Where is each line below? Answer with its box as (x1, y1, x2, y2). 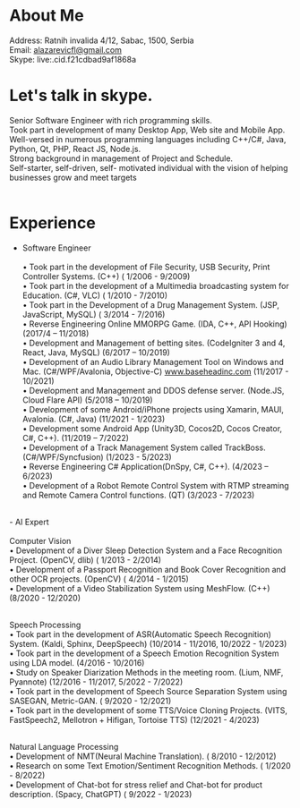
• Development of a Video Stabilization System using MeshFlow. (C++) (9, 583, 270, 593)
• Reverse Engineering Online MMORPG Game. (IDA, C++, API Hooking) (21, 319, 288, 329)
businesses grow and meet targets (9, 172, 137, 183)
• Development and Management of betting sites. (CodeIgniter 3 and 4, (21, 337, 286, 348)
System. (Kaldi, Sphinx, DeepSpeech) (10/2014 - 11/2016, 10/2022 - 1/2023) (9, 638, 287, 649)
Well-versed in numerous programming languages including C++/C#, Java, (9, 133, 287, 144)
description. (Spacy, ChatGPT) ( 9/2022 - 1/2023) (9, 788, 193, 799)
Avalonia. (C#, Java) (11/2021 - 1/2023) (21, 413, 166, 424)
